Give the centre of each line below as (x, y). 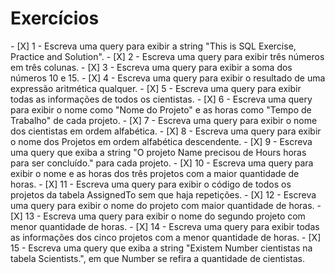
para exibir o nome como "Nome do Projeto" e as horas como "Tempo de (161, 109)
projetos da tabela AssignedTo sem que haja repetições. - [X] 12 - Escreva (163, 194)
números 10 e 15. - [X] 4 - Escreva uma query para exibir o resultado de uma (168, 78)
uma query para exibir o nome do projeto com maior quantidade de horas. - (166, 205)
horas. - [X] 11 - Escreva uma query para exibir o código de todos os (151, 184)
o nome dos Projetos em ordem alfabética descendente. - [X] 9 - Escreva (161, 141)
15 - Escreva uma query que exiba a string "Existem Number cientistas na (161, 248)
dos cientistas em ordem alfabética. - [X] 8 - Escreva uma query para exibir (166, 131)
